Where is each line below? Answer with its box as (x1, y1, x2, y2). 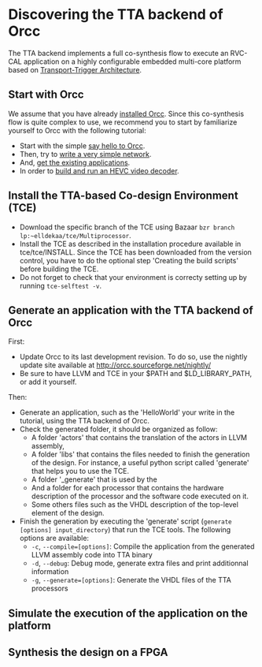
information (31, 567, 69, 576)
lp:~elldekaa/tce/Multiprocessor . (19, 230, 131, 240)
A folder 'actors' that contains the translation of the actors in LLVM (31, 433, 248, 442)
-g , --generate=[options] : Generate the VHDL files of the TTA (31, 576, 232, 585)
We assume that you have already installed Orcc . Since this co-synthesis (8, 109, 245, 118)
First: (8, 337, 25, 346)
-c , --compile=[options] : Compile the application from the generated (31, 542, 255, 551)
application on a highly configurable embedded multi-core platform (23, 57, 242, 66)
